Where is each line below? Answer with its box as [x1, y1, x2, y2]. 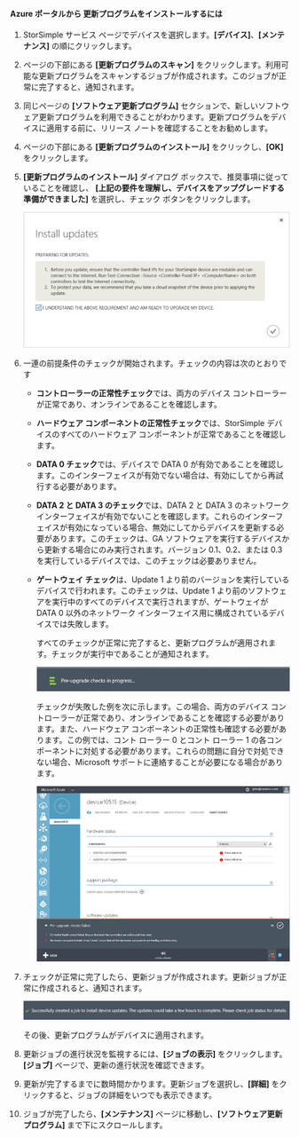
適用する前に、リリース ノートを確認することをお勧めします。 [46, 122, 273, 133]
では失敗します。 [51, 618, 114, 629]
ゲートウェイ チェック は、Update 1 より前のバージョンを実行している [35, 573, 290, 585]
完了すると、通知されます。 [38, 82, 139, 92]
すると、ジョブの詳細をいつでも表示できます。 [46, 1090, 216, 1100]
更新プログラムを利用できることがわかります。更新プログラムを [38, 112, 271, 122]
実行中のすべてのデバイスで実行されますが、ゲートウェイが [51, 596, 269, 607]
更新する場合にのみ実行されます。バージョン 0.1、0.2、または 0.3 [43, 544, 283, 555]
